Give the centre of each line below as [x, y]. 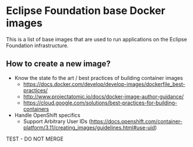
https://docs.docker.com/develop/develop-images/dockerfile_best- [104, 84]
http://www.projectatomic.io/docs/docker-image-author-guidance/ [103, 96]
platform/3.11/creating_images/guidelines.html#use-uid [89, 127]
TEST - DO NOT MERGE [35, 139]
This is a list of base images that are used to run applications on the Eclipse [97, 39]
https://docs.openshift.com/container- [136, 121]
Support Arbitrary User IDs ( [57, 121]
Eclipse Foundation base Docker [86, 11]
